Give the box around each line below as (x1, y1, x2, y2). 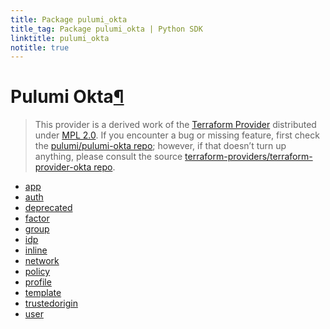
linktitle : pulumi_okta (10, 33, 110, 43)
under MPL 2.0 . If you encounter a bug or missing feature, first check (34, 129, 320, 141)
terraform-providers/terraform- (184, 151, 313, 163)
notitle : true (10, 42, 70, 53)
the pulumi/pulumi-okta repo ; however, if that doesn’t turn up (34, 140, 287, 152)
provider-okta (34, 161, 92, 173)
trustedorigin (24, 297, 78, 310)
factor (24, 212, 50, 225)
